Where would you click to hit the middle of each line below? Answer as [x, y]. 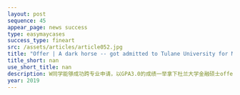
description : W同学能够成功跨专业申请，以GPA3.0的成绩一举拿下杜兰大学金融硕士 [114, 74]
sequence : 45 [27, 21]
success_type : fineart [41, 41]
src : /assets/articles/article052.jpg [65, 47]
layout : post [27, 14]
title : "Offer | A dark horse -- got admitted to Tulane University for [118, 54]
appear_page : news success [47, 27]
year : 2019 [24, 80]
